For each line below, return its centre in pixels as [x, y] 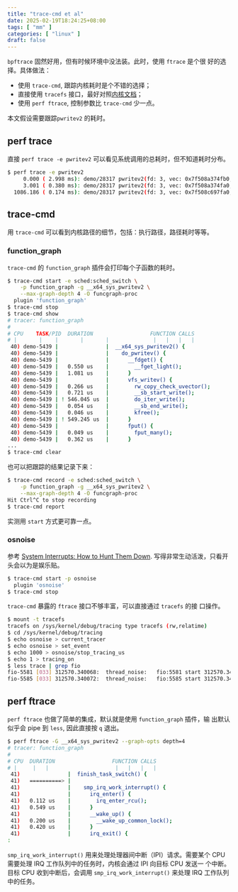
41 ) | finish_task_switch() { [79, 774]
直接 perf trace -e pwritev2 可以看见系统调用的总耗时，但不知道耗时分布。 [119, 159]
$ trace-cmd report [36, 507]
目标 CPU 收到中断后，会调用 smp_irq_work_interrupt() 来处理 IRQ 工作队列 [118, 873]
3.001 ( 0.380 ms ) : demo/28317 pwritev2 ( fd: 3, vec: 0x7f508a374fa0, [128, 185]
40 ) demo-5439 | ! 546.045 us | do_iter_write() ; [98, 400]
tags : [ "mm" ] [30, 27]
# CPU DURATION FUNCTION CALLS [82, 761]
